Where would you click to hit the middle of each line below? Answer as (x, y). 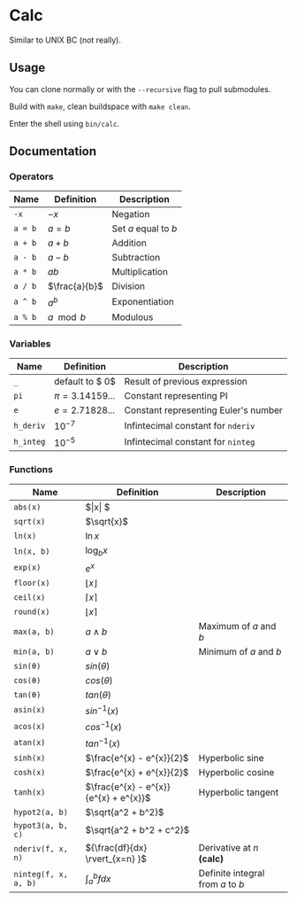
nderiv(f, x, (41, 848)
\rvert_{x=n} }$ (116, 859)
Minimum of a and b (240, 651)
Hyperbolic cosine (236, 772)
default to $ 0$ (85, 382)
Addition (129, 243)
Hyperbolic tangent (239, 792)
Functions (31, 469)
